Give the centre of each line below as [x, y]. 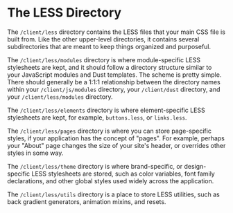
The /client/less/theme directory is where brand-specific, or [95, 166]
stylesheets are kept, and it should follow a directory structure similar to [110, 67]
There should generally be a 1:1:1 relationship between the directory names [114, 82]
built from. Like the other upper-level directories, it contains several [103, 39]
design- [195, 166]
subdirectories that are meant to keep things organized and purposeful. [109, 46]
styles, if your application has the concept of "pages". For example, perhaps [116, 138]
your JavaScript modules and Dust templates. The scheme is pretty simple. [114, 75]
